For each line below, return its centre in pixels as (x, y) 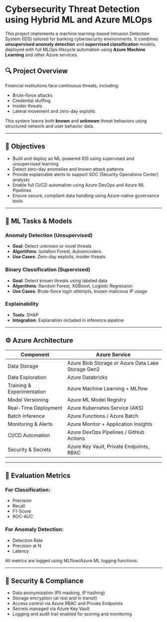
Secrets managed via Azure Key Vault (51, 609)
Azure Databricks (87, 377)
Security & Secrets (29, 450)
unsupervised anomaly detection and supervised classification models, (81, 44)
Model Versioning (28, 400)
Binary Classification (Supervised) (48, 270)
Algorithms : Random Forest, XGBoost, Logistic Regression (72, 286)
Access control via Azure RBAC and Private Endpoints (68, 604)
